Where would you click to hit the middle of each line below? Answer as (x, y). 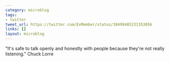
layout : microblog (25, 34)
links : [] (16, 29)
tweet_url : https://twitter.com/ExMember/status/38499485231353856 (79, 24)
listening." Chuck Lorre (29, 54)
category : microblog (27, 10)
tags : (11, 15)
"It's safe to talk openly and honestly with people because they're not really (85, 48)
